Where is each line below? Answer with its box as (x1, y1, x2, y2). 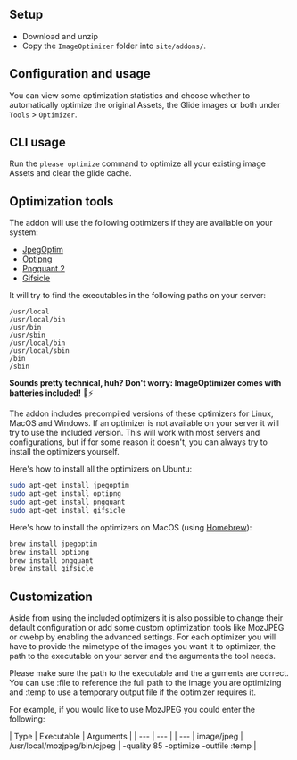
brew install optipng (9, 547, 90, 556)
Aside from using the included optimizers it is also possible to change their (9, 613, 284, 623)
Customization (9, 589, 94, 604)
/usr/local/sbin (9, 347, 70, 355)
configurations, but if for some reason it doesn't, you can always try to (9, 437, 268, 447)
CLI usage (9, 135, 67, 150)
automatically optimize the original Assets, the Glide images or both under (9, 99, 281, 110)
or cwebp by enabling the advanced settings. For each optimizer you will (9, 631, 276, 642)
